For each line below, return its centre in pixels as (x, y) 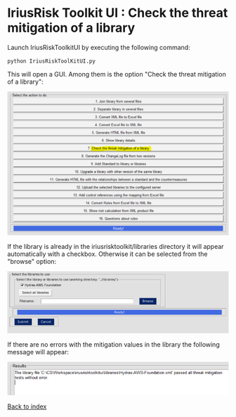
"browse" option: (32, 262)
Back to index (27, 406)
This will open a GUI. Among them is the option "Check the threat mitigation (117, 74)
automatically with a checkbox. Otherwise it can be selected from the (107, 254)
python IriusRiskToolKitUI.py (52, 61)
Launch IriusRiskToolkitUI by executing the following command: (99, 47)
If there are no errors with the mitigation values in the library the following (113, 345)
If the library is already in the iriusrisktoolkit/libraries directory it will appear (116, 247)
